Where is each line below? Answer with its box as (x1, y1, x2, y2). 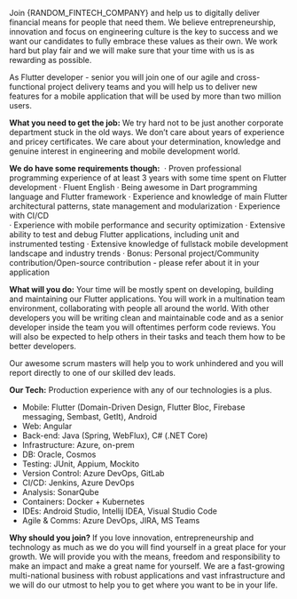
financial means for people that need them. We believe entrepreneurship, (9, 17, 277, 28)
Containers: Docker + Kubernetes (21, 497, 145, 507)
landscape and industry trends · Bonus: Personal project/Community (9, 248, 260, 259)
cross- (236, 72, 261, 83)
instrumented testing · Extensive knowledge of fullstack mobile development (9, 239, 289, 249)
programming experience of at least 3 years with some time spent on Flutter (9, 172, 287, 183)
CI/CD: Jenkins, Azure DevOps (21, 477, 135, 488)
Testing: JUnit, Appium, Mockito (21, 459, 140, 469)
